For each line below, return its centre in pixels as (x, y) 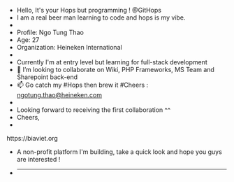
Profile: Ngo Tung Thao (50, 32)
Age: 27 (28, 40)
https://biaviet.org (32, 138)
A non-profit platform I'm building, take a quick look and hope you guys (119, 152)
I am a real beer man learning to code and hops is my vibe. (101, 17)
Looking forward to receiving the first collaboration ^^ (93, 110)
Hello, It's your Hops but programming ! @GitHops (89, 10)
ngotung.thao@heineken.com (59, 95)
